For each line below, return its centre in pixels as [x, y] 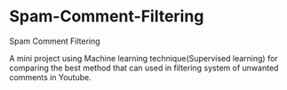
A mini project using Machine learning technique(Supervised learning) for [143, 58]
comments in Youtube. [50, 77]
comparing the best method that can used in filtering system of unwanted [144, 68]
